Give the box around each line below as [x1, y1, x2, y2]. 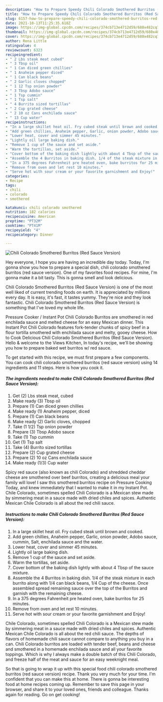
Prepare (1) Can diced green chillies [12, 403, 84, 409]
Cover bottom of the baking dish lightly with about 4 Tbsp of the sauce [12, 565, 154, 571]
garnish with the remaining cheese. [12, 590, 83, 596]
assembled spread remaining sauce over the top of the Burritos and [12, 585, 148, 591]
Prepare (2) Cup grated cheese [12, 449, 75, 456]
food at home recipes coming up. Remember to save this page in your [5, 682, 145, 687]
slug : [5, 16, 16, 21]
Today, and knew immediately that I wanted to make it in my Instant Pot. [5, 485, 148, 491]
